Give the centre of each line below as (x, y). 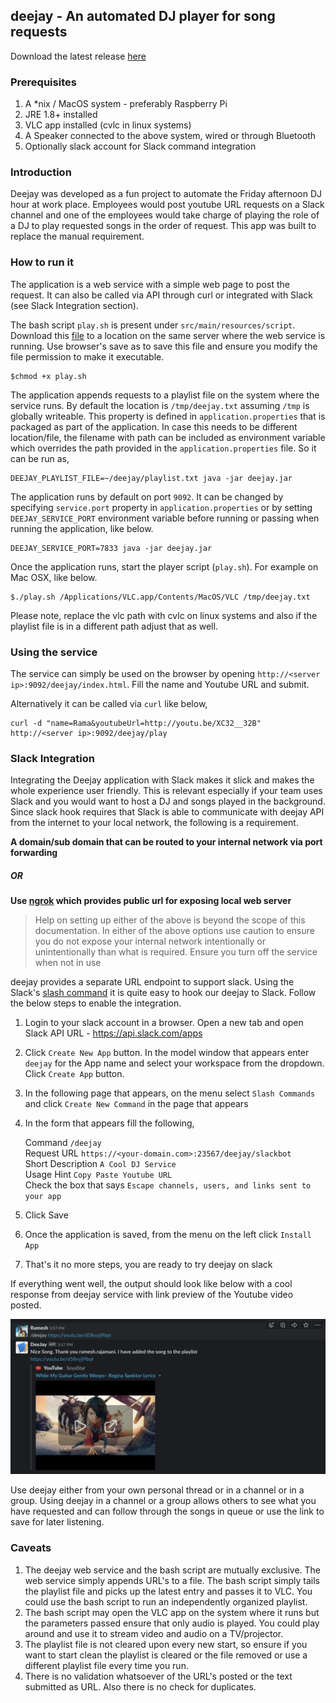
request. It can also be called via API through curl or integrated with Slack (162, 295)
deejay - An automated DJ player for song (143, 16)
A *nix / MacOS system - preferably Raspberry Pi (126, 104)
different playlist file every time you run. (106, 1665)
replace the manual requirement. (77, 236)
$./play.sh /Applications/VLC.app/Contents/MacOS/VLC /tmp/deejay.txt (160, 597)
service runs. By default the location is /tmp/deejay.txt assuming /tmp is (160, 405)
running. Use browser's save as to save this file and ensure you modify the (164, 346)
